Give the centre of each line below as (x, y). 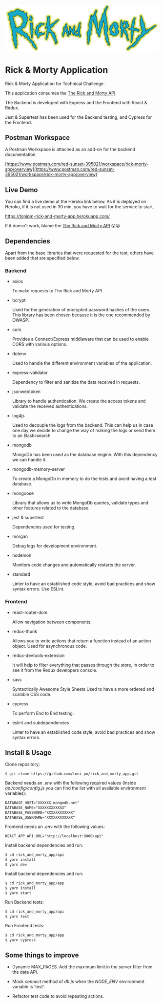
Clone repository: (22, 764)
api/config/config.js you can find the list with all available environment (76, 788)
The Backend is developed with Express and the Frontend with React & (76, 102)
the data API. (25, 972)
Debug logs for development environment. (55, 546)
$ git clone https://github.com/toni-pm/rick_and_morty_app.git (72, 774)
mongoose (23, 493)
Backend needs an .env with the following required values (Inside (71, 783)
